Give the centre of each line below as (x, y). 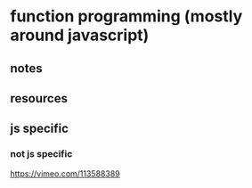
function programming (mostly (126, 16)
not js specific (41, 154)
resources (39, 98)
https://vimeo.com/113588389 (65, 173)
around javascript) (80, 35)
